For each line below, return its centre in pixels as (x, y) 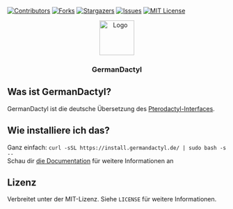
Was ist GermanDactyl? (59, 92)
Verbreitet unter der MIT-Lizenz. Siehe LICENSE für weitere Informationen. (112, 199)
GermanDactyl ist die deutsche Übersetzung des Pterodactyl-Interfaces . (111, 108)
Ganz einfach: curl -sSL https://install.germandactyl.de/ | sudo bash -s (117, 147)
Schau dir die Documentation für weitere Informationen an (90, 160)
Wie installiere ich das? (58, 131)
